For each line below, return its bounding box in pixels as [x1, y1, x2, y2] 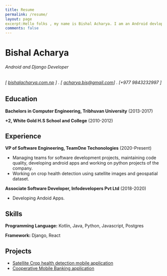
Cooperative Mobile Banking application [12, 265, 94, 271]
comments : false [5, 26, 39, 31]
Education [5, 95, 38, 103]
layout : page [5, 16, 32, 21]
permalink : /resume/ [5, 12, 48, 17]
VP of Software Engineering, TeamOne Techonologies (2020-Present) [5, 145, 152, 151]
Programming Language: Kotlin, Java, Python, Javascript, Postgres [5, 223, 144, 229]
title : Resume [5, 7, 35, 12]
